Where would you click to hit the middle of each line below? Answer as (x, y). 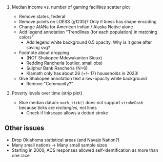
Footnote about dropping (44, 53)
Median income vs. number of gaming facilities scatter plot (71, 7)
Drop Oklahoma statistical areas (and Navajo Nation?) (65, 140)
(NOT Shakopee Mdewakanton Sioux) (64, 58)
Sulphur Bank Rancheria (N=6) (57, 68)
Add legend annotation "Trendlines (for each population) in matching (88, 32)
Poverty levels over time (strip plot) (47, 93)
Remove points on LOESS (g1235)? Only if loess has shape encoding (88, 22)
